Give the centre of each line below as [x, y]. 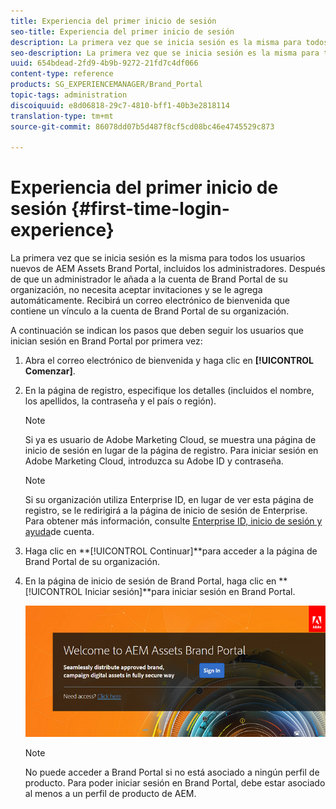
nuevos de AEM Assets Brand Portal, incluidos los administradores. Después [168, 269]
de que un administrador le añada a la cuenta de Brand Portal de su [149, 279]
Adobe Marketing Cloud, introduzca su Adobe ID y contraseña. [154, 461]
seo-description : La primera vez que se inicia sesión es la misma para [165, 53]
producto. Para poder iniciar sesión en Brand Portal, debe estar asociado [175, 782]
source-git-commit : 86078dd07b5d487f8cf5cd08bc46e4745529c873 [142, 126]
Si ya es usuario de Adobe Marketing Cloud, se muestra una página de [170, 440]
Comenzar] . [50, 371]
